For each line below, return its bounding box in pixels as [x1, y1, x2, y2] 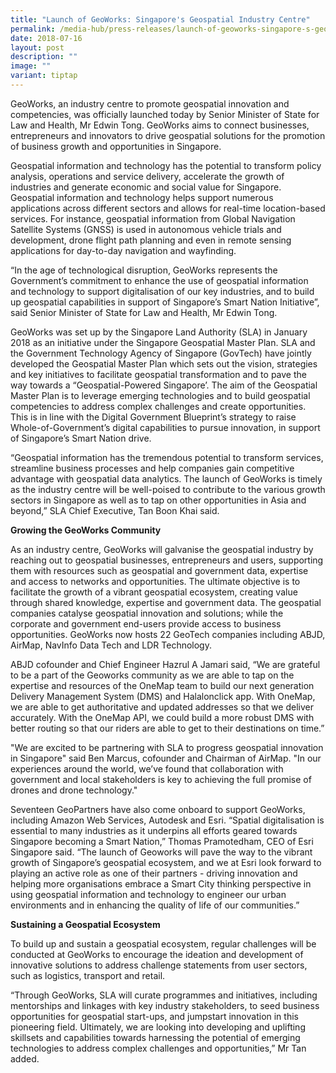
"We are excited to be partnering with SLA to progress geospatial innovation [10, 741, 324, 753]
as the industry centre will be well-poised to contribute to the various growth [10, 483, 326, 495]
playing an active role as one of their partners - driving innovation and [10, 867, 298, 879]
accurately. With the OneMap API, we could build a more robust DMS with [10, 711, 315, 723]
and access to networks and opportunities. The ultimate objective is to [10, 575, 301, 587]
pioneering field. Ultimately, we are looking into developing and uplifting [10, 1021, 306, 1033]
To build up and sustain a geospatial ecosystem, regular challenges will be [10, 937, 317, 950]
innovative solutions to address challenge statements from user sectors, [10, 959, 308, 971]
